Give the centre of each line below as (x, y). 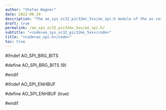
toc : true (15, 42)
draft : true (17, 23)
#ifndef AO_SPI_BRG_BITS (32, 55)
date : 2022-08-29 (23, 14)
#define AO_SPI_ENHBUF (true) (37, 93)
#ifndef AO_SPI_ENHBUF (30, 84)
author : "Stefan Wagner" (31, 10)
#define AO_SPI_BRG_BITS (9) (36, 65)
